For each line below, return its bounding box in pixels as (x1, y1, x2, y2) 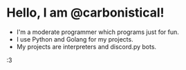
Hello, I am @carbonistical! (6, 5, 165, 21)
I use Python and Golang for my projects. (16, 35, 133, 43)
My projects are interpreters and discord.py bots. (16, 42, 157, 51)
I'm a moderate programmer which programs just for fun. (16, 28, 179, 36)
